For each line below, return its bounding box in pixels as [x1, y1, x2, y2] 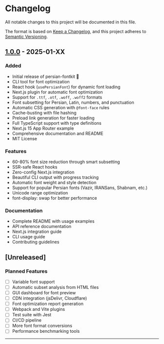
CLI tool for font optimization [12, 78, 70, 84]
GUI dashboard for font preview [12, 290, 76, 296]
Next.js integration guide [12, 229, 62, 234]
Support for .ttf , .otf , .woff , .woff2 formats [12, 94, 102, 100]
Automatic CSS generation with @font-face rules [12, 104, 110, 110]
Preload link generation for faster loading [12, 115, 95, 121]
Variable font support [12, 279, 55, 285]
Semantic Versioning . [5, 34, 48, 39]
